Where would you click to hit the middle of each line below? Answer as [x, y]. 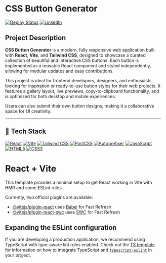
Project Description [36, 38]
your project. [18, 255]
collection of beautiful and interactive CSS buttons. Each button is [72, 60]
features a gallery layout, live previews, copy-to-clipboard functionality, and [82, 91]
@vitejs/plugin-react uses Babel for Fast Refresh [62, 207]
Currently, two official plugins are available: [49, 197]
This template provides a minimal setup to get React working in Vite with [79, 182]
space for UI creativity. [28, 111]
